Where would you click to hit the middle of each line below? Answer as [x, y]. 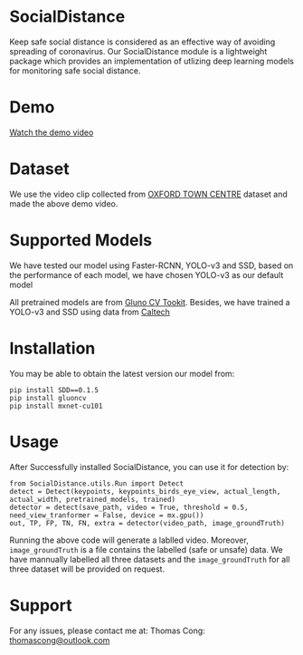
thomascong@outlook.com [60, 640]
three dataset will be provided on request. [87, 569]
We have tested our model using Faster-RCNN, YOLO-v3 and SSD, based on [151, 265]
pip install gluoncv [48, 398]
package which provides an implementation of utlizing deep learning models [151, 61]
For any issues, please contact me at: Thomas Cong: [107, 631]
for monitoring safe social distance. [75, 71]
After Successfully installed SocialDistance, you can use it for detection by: [149, 467]
